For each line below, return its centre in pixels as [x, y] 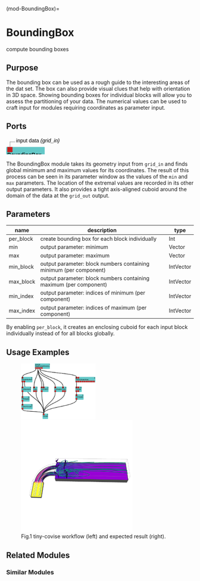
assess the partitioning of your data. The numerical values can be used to [96, 101]
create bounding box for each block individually [98, 239]
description [102, 230]
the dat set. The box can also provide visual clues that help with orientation [98, 88]
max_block [22, 281]
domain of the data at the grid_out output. [58, 195]
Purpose [22, 68]
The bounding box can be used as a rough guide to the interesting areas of [98, 82]
